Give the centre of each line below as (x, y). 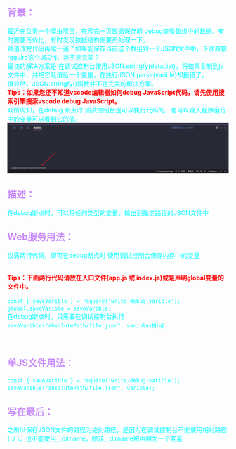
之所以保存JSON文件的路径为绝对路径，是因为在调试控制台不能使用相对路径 (117, 430)
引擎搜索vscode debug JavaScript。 (67, 101)
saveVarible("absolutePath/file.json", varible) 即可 (86, 325)
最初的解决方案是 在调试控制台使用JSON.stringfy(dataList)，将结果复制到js (115, 66)
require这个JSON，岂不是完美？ (54, 57)
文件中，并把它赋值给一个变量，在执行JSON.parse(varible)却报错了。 (108, 74)
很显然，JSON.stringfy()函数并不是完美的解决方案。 (83, 84)
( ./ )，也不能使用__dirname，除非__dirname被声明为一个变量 (95, 438)
